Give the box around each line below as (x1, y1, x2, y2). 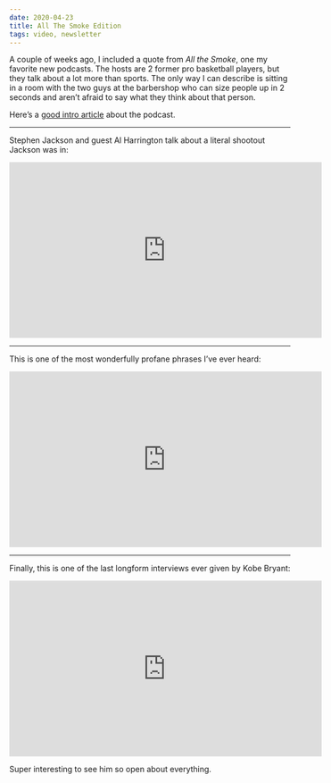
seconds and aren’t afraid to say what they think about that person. (9, 92, 256, 103)
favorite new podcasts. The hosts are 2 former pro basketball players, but (9, 63, 280, 74)
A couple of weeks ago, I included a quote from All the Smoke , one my (9, 54, 268, 65)
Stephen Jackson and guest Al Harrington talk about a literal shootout (9, 135, 266, 146)
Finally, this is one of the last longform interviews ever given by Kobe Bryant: (9, 563, 291, 574)
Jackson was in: (9, 145, 69, 155)
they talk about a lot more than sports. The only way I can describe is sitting (9, 73, 288, 84)
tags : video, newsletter (9, 29, 102, 38)
